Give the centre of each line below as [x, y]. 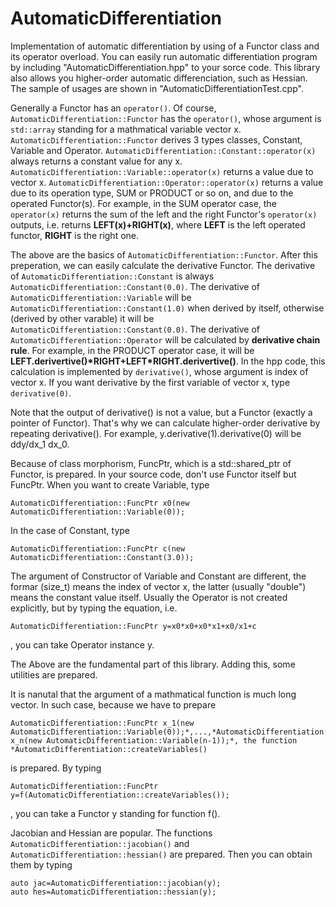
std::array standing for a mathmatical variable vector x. [126, 129]
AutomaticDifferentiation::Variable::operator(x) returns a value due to [162, 171]
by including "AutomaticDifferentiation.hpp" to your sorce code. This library [165, 67]
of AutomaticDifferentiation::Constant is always [112, 276]
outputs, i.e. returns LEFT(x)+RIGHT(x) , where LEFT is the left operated [158, 224]
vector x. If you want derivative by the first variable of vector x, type [150, 382]
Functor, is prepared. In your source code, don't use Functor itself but [153, 474]
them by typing [41, 864]
